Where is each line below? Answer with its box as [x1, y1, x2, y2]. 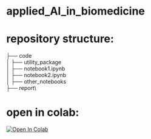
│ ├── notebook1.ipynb [6, 65, 65, 72]
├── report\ [6, 84, 36, 92]
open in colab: [6, 106, 79, 120]
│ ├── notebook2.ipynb [6, 72, 67, 79]
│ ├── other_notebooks [6, 78, 67, 86]
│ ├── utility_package [6, 59, 62, 66]
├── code [6, 52, 32, 59]
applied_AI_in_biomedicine [6, 4, 146, 18]
